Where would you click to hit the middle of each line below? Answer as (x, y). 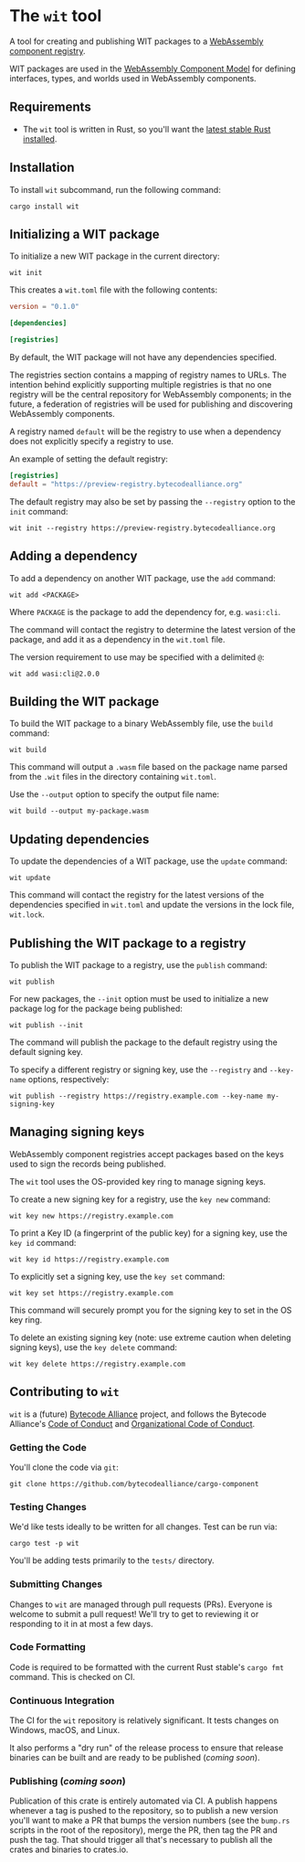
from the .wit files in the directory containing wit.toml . (113, 777)
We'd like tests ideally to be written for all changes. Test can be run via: (143, 1527)
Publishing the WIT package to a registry (128, 943)
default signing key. (47, 1052)
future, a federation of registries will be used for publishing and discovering (152, 404)
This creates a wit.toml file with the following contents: (113, 290)
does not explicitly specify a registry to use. (92, 441)
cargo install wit (44, 207)
